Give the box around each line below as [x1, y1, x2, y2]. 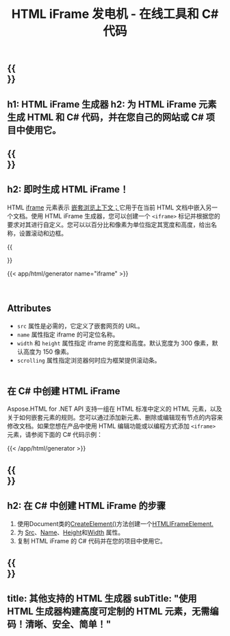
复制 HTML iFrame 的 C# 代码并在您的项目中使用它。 [16, 536, 166, 545]
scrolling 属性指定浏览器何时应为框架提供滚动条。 [16, 356, 161, 364]
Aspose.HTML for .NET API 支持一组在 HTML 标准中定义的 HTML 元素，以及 [7, 405, 222, 413]
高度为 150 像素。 [23, 348, 73, 356]
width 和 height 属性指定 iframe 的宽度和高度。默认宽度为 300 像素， [16, 339, 212, 347]
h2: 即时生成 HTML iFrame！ [7, 183, 129, 196]
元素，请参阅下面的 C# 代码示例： [7, 431, 103, 439]
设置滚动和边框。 [18, 229, 67, 237]
